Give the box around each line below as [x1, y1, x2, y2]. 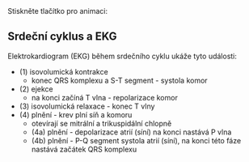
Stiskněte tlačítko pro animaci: [7, 6, 108, 15]
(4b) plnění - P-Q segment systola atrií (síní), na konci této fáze [31, 135, 242, 145]
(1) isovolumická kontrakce [19, 66, 108, 76]
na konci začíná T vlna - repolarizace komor [31, 92, 179, 102]
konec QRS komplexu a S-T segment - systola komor [31, 75, 208, 85]
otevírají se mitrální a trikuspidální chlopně [31, 118, 172, 128]
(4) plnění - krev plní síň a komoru [19, 109, 133, 119]
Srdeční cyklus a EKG [7, 30, 117, 44]
